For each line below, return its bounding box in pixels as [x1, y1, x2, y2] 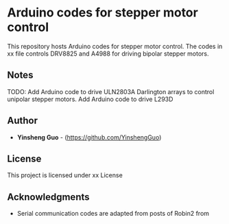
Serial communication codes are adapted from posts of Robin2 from [16, 210, 210, 218]
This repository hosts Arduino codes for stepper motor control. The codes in [7, 42, 223, 50]
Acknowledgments [7, 191, 91, 203]
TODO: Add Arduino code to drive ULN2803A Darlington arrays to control [7, 87, 215, 96]
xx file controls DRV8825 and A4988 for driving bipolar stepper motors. [7, 49, 209, 58]
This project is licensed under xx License [7, 171, 123, 179]
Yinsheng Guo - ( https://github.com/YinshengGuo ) [16, 133, 162, 142]
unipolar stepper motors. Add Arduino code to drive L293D [7, 95, 173, 103]
